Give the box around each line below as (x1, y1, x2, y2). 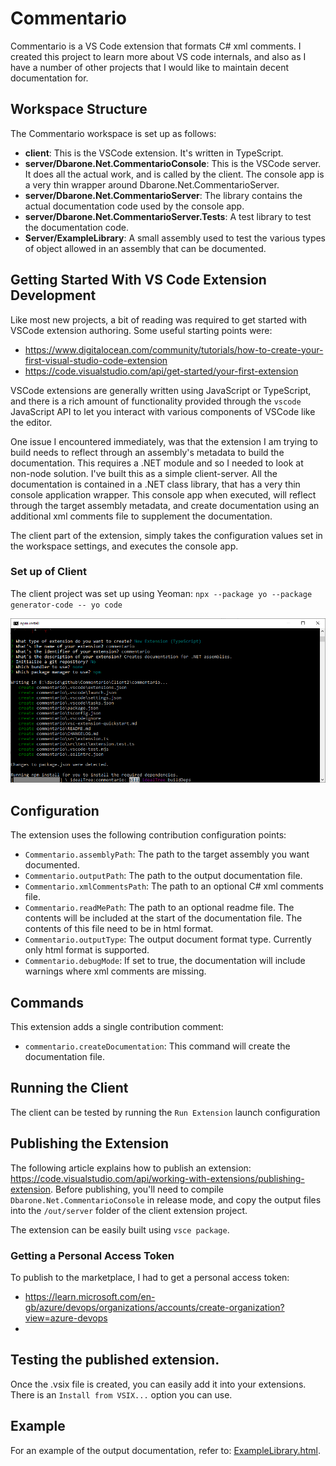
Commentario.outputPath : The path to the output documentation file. (24, 870, 303, 882)
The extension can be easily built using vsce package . (10, 1223, 230, 1236)
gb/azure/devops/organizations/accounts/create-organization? (24, 1301, 285, 1313)
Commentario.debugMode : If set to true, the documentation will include (24, 955, 306, 967)
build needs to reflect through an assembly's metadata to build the (10, 446, 285, 458)
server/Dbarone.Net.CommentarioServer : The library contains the (24, 189, 303, 201)
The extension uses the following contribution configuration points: (10, 829, 287, 841)
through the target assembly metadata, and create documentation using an (10, 499, 320, 511)
